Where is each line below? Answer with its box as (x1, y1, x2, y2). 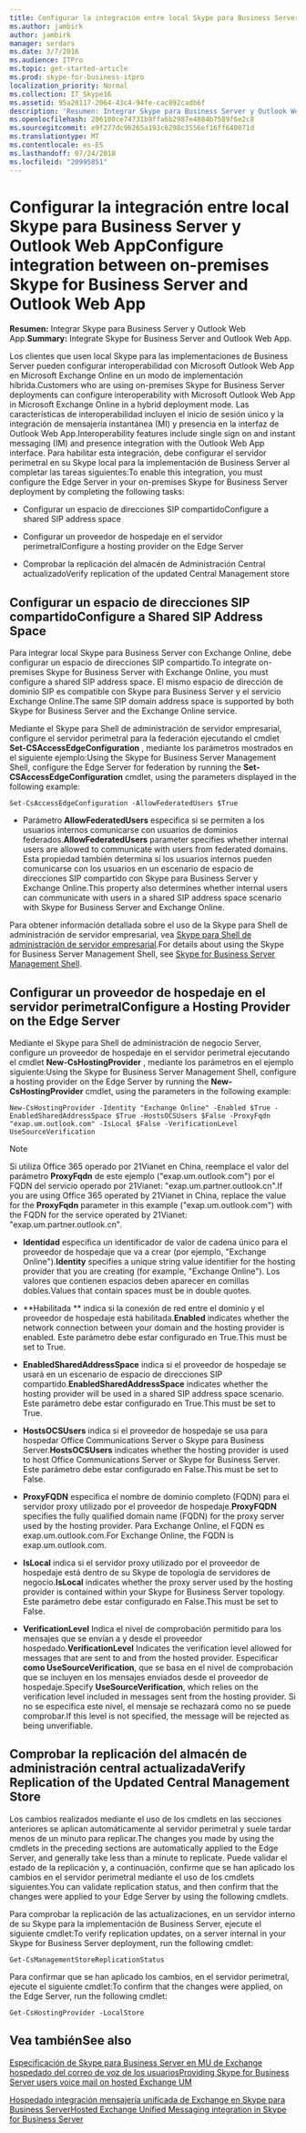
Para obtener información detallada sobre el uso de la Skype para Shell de (9, 919, 289, 930)
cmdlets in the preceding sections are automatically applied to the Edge (9, 1842, 279, 1853)
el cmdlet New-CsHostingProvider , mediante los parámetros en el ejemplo (9, 1057, 294, 1068)
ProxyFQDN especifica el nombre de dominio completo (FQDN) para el (22, 1492, 290, 1502)
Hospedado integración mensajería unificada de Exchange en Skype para (9, 2094, 286, 2105)
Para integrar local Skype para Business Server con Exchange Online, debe (9, 648, 292, 659)
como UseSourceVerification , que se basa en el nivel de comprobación (22, 1662, 293, 1673)
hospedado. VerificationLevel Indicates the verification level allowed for (22, 1643, 292, 1654)
